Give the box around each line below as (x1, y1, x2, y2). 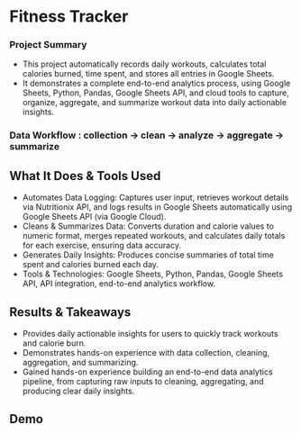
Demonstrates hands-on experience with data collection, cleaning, (22, 347, 270, 358)
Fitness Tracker (9, 6, 129, 27)
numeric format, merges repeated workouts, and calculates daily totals (22, 230, 286, 241)
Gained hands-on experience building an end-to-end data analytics (22, 366, 273, 377)
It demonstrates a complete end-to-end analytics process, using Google (22, 78, 291, 89)
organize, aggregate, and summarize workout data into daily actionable (22, 97, 287, 108)
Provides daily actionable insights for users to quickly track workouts (22, 329, 278, 339)
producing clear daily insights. (22, 385, 135, 397)
